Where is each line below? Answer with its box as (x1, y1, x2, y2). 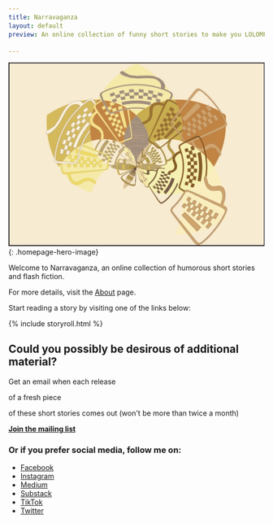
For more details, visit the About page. (8, 287, 136, 297)
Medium (19, 480, 49, 490)
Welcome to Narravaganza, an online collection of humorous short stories (8, 263, 256, 272)
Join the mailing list (8, 424, 76, 434)
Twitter (19, 505, 45, 516)
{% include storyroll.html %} (8, 318, 103, 329)
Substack (19, 488, 53, 498)
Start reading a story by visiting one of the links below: (8, 303, 191, 312)
